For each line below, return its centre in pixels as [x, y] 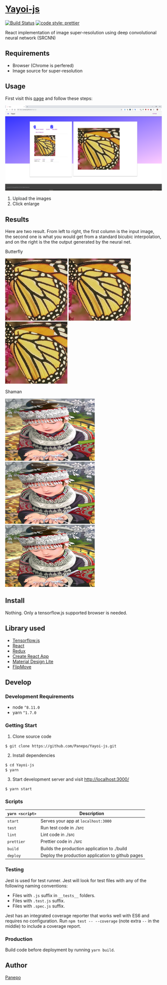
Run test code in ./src [62, 827]
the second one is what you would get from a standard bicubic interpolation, [83, 237]
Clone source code [32, 736]
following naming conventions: [37, 886]
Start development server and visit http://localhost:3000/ [71, 779]
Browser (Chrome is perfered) [43, 65]
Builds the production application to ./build [84, 848]
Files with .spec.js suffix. [39, 906]
